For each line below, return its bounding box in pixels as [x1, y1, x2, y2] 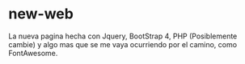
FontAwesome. [8, 48, 58, 58]
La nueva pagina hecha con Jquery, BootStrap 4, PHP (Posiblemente [8, 31, 238, 41]
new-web [8, 5, 74, 23]
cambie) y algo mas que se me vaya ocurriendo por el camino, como [8, 39, 237, 49]
